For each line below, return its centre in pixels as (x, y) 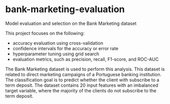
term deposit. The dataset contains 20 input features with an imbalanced (82, 85)
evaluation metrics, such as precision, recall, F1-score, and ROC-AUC (86, 59)
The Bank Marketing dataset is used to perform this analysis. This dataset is (85, 69)
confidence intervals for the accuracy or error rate (66, 48)
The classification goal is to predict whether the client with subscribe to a (82, 80)
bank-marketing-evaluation (65, 9)
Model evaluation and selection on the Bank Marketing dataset (71, 23)
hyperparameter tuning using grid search (56, 54)
